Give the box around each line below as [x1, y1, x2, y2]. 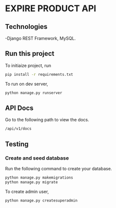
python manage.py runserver [5, 90, 63, 95]
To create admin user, [5, 188, 49, 194]
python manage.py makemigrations [5, 175, 73, 180]
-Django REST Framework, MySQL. [5, 35, 76, 41]
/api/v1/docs [5, 126, 32, 131]
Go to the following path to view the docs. [5, 117, 90, 123]
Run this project [5, 49, 55, 58]
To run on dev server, [5, 81, 48, 87]
